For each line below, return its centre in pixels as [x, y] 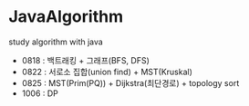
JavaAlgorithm [66, 17]
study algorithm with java [56, 42]
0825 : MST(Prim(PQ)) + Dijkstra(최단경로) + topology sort [130, 82]
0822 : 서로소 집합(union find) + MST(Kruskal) [107, 72]
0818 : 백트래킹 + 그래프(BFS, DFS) [85, 60]
